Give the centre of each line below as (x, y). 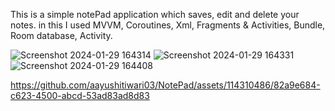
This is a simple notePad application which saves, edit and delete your (155, 14)
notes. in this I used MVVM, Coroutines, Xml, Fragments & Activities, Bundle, (168, 25)
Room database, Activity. (61, 35)
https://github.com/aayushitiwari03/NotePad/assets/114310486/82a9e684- (165, 85)
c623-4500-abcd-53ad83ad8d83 (80, 95)
